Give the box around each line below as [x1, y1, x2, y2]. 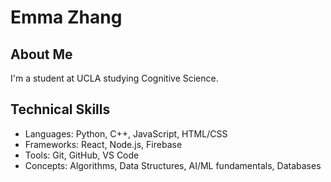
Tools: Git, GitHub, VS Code [24, 149, 140, 161]
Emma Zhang [10, 6, 123, 29]
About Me [10, 46, 73, 63]
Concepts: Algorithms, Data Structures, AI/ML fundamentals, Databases [24, 159, 322, 171]
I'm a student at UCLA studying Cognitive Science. [10, 72, 219, 84]
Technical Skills [10, 101, 111, 118]
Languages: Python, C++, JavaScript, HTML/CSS [24, 127, 228, 140]
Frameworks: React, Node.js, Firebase [24, 138, 183, 150]
